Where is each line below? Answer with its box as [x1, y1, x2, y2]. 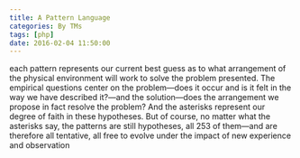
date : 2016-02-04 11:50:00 [9, 38, 111, 48]
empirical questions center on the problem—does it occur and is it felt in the [9, 82, 292, 93]
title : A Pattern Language [9, 13, 111, 23]
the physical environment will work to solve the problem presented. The [9, 73, 276, 84]
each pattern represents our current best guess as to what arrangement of [9, 63, 286, 74]
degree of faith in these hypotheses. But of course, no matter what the [9, 111, 271, 122]
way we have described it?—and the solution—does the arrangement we [9, 92, 279, 103]
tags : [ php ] [9, 30, 54, 39]
